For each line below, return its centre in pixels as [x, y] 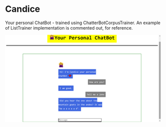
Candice [23, 9]
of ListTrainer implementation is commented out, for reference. [69, 28]
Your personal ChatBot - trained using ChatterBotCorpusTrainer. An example [83, 23]
